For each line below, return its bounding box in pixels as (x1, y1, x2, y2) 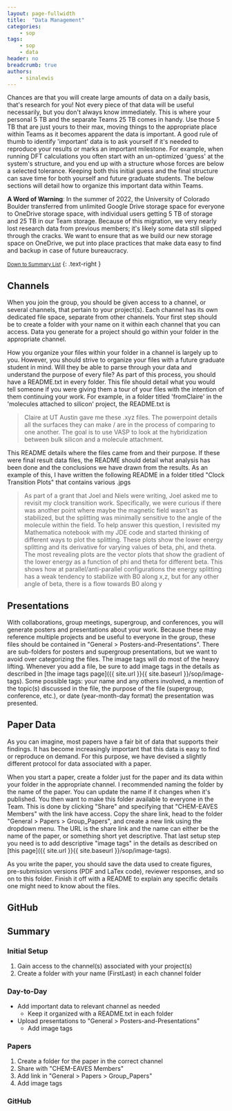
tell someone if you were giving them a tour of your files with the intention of (7, 385, 224, 394)
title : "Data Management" (7, 17, 85, 24)
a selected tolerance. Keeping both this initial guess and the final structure (7, 167, 219, 175)
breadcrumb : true (7, 62, 57, 68)
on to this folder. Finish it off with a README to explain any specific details (7, 874, 219, 883)
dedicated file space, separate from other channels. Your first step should (7, 313, 217, 322)
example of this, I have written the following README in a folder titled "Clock (7, 471, 225, 479)
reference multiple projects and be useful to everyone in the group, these (7, 633, 215, 641)
